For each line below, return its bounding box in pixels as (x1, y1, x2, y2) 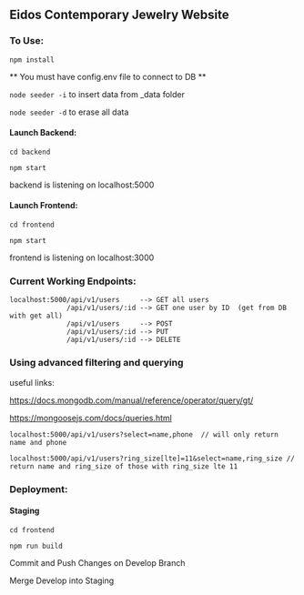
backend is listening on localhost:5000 (9, 179, 155, 190)
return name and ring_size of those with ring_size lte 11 (9, 461, 238, 471)
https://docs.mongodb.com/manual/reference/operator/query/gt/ (9, 395, 254, 406)
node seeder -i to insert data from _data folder (9, 88, 185, 99)
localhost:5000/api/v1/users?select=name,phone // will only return (9, 429, 279, 439)
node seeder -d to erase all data (9, 106, 129, 117)
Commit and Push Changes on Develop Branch (9, 557, 186, 568)
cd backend (9, 147, 51, 156)
